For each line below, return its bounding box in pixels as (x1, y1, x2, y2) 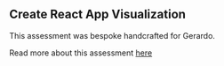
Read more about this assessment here (9, 48, 153, 58)
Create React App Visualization (9, 7, 187, 22)
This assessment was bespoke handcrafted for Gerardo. (9, 30, 216, 40)
